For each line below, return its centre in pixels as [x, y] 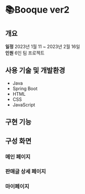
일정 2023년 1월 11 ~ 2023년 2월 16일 [43, 47]
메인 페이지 [18, 157]
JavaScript [24, 104]
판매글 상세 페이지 [26, 172]
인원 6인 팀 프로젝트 [25, 53]
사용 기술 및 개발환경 [35, 71]
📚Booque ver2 [37, 10]
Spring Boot [25, 88]
